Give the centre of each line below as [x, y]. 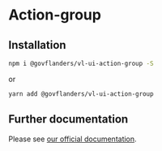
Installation [37, 45]
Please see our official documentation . [72, 139]
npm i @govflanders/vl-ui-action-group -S [81, 63]
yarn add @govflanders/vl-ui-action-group [81, 94]
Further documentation [68, 119]
